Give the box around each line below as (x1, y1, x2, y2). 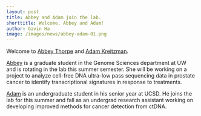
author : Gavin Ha (6, 25, 50, 32)
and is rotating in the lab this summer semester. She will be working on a (6, 66, 187, 73)
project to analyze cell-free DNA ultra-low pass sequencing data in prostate (6, 72, 196, 79)
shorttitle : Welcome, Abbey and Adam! (6, 20, 104, 26)
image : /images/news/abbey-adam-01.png (6, 31, 107, 37)
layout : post (6, 8, 39, 15)
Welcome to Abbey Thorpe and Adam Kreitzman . (6, 47, 129, 55)
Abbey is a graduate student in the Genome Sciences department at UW (6, 60, 186, 67)
